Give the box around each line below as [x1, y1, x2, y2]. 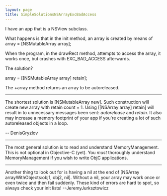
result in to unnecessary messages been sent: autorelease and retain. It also [5, 109, 162, 115]
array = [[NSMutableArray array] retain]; [5, 75, 87, 81]
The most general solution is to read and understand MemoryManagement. [5, 144, 159, 150]
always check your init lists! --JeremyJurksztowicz [5, 185, 109, 191]
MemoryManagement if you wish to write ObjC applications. [5, 155, 128, 161]
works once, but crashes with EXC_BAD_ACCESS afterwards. [5, 55, 130, 61]
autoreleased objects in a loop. [5, 120, 69, 126]
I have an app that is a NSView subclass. [5, 25, 88, 31]
